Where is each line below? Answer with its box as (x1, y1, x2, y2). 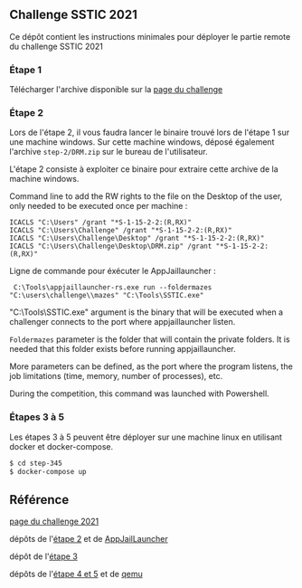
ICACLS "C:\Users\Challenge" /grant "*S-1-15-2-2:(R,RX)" (9, 226, 232, 235)
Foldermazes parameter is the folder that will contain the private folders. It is (9, 334, 291, 345)
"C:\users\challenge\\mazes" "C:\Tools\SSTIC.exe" (9, 291, 204, 300)
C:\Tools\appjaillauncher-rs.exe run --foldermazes (13, 283, 212, 292)
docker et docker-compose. (9, 441, 114, 451)
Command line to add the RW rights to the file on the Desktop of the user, (9, 191, 283, 202)
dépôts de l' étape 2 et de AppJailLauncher (9, 534, 169, 545)
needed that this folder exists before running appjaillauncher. (9, 344, 237, 355)
